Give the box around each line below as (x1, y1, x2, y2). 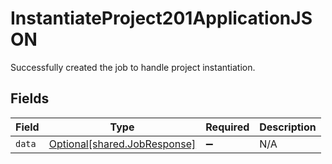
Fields (10, 90, 50, 107)
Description (259, 120, 317, 134)
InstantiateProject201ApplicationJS (10, 7, 313, 30)
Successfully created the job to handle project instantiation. (10, 61, 256, 73)
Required (205, 120, 250, 134)
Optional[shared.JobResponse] (48, 137, 197, 151)
